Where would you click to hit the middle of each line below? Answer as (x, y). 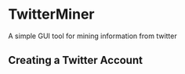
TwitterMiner (51, 14)
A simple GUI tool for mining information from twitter (93, 36)
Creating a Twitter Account (76, 60)
